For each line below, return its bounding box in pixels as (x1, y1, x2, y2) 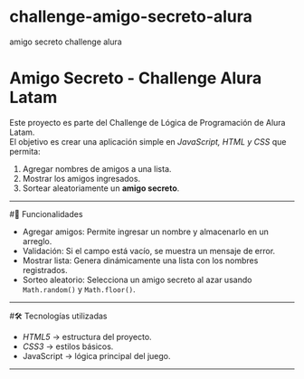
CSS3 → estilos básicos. (22, 341, 114, 352)
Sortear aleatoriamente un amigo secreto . (22, 183, 180, 194)
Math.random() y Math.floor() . (22, 283, 136, 295)
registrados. (22, 264, 68, 275)
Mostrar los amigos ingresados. (22, 173, 141, 184)
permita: (9, 146, 41, 156)
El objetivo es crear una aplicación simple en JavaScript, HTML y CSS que (9, 136, 287, 147)
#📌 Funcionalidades (9, 208, 83, 219)
